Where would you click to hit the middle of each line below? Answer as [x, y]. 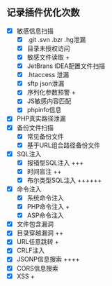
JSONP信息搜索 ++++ [48, 259]
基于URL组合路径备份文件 [63, 145]
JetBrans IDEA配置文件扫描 [66, 66]
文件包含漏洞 [35, 224]
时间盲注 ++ [44, 171]
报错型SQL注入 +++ [55, 163]
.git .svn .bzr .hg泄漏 [56, 39]
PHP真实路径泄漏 [41, 118]
